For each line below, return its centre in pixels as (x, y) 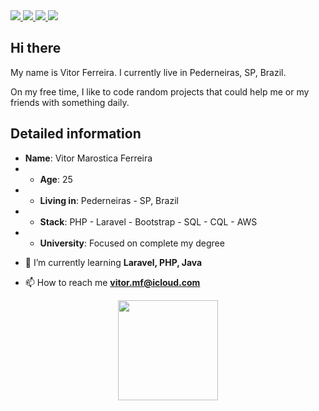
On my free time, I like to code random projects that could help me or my (160, 91)
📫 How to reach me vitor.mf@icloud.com (112, 282)
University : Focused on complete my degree (132, 243)
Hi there (36, 48)
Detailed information (76, 134)
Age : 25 (56, 179)
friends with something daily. (70, 102)
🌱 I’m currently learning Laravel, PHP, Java (113, 262)
